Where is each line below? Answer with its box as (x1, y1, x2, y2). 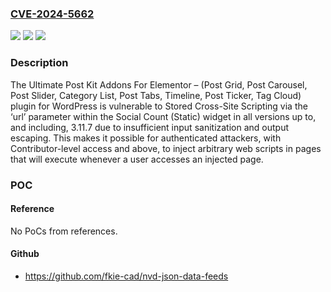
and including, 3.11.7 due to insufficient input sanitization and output (10, 121, 290, 133)
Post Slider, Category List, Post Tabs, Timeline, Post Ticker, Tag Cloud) (10, 89, 302, 101)
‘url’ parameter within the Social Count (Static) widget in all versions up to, (10, 110, 317, 122)
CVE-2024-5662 (10, 7, 95, 21)
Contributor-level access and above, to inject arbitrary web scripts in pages (10, 142, 322, 154)
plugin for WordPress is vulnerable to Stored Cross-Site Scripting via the (10, 100, 308, 112)
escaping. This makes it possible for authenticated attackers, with (10, 132, 282, 144)
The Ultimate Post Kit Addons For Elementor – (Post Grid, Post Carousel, (10, 78, 308, 91)
